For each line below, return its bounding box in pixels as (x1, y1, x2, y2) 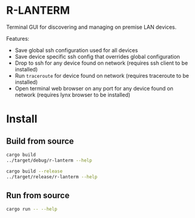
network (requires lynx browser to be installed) (14, 91, 130, 98)
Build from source (6, 136, 74, 146)
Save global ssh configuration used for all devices (14, 46, 138, 54)
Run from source (6, 190, 70, 201)
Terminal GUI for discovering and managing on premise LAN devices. (6, 23, 177, 31)
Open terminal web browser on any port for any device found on (14, 84, 173, 92)
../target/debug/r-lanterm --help (6, 157, 93, 163)
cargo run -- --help (6, 206, 58, 213)
